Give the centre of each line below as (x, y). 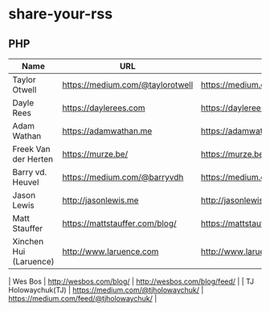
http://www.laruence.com (110, 252)
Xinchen (28, 241)
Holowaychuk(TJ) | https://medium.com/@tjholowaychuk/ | (106, 290)
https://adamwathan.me (107, 131)
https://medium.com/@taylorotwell (128, 85)
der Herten (33, 159)
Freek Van (31, 149)
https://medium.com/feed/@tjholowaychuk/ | (83, 299)
